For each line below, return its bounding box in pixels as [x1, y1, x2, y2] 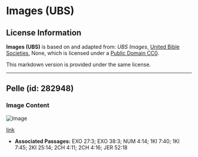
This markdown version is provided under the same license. [6, 61, 151, 68]
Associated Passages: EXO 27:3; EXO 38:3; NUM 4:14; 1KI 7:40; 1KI [14, 138, 180, 145]
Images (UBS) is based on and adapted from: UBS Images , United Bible [6, 43, 180, 50]
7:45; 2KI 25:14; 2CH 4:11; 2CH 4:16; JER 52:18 [14, 143, 128, 151]
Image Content [6, 102, 50, 110]
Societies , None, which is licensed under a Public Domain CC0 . [6, 50, 160, 57]
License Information [6, 28, 81, 38]
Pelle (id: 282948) [6, 84, 74, 94]
